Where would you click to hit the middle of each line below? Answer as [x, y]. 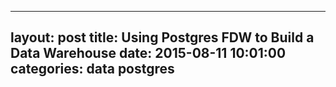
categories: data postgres [92, 69]
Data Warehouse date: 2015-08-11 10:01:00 [148, 53]
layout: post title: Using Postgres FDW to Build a [162, 37]
